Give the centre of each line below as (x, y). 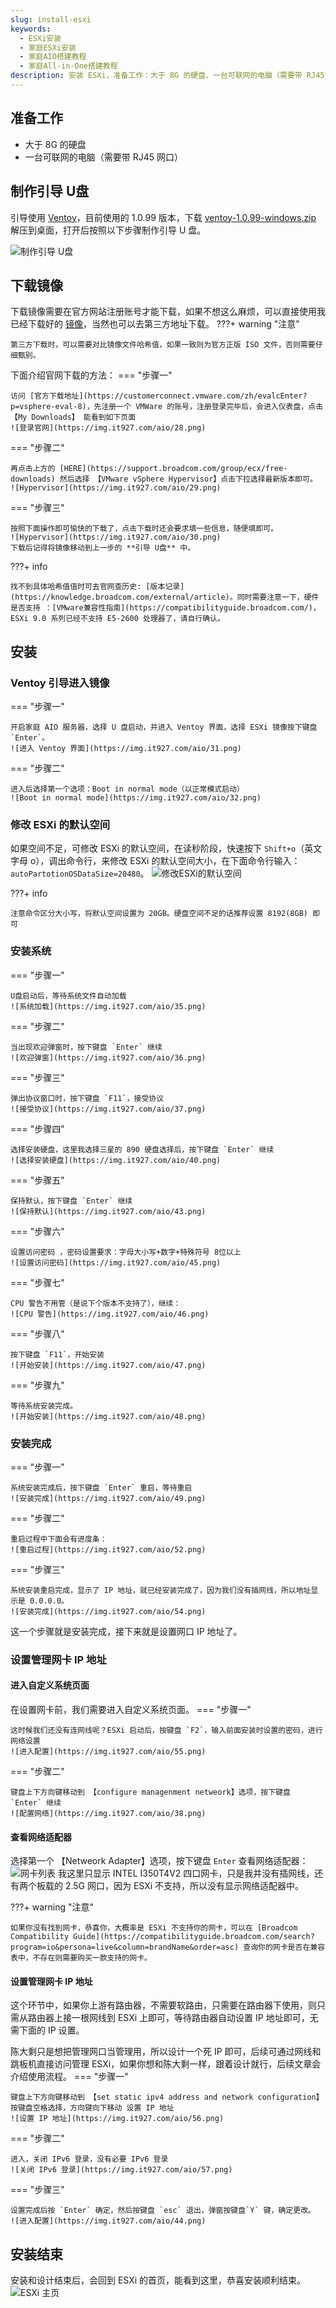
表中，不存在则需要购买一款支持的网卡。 (81, 1958)
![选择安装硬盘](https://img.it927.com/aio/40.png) (116, 1160)
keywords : (31, 29)
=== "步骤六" (37, 1231)
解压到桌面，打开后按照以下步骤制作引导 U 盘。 (108, 230)
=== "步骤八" (37, 1333)
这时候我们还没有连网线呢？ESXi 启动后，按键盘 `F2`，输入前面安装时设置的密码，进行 (166, 1731)
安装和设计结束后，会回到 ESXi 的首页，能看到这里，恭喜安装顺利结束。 (158, 2280)
